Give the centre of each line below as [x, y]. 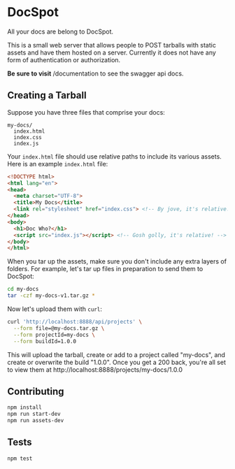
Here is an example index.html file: [58, 164]
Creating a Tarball [47, 95]
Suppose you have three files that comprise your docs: [86, 112]
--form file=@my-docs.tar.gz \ [59, 328]
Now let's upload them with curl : [55, 309]
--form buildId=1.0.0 [45, 341]
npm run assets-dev [36, 421]
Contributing [36, 391]
